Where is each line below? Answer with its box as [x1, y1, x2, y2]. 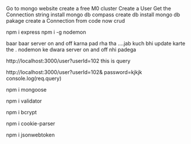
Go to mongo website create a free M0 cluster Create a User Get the [6, 5, 172, 12]
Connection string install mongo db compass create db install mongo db [6, 11, 180, 18]
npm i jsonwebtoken [6, 131, 55, 138]
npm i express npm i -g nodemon [6, 29, 87, 36]
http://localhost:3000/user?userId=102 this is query [6, 58, 131, 64]
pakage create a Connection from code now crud [6, 17, 125, 24]
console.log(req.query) [6, 75, 62, 82]
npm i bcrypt [6, 109, 37, 115]
